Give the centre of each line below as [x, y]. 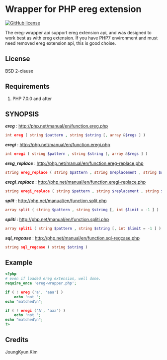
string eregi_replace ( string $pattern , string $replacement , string [82, 191]
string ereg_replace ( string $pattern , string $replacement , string [81, 173]
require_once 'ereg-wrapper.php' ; [41, 283]
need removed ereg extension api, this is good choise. [61, 43]
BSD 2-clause [19, 71]
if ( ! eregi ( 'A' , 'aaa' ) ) [35, 310]
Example [19, 262]
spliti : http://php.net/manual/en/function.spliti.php [57, 219]
